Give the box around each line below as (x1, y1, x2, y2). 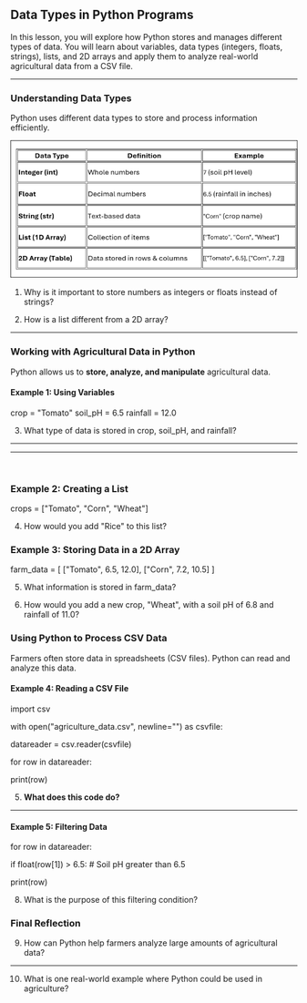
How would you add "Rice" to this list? (23, 521, 168, 532)
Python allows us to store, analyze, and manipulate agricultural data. (10, 366, 271, 377)
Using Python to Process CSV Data (10, 632, 168, 645)
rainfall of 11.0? (23, 609, 80, 620)
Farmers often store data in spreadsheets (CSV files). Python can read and (10, 652, 291, 663)
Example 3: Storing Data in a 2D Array (10, 544, 180, 557)
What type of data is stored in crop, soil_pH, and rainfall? (23, 425, 237, 435)
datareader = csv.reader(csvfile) (10, 738, 132, 750)
